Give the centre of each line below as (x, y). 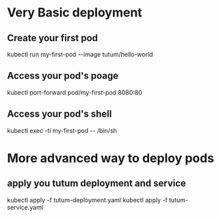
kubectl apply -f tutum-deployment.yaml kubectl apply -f (87, 199)
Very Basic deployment (75, 13)
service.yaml (25, 207)
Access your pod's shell (60, 114)
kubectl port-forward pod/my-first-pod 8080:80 (75, 92)
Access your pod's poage (63, 76)
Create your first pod (52, 38)
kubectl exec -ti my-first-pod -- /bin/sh (62, 130)
